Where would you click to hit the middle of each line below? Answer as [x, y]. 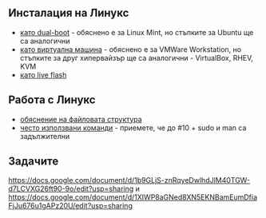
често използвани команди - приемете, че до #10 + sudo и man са [133, 128]
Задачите [34, 162]
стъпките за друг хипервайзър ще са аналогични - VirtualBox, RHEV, [137, 57]
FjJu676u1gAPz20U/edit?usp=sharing [71, 206]
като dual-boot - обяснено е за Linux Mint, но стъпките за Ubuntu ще [137, 32]
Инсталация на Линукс [69, 13]
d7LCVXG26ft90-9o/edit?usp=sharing [71, 189]
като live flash [43, 74]
